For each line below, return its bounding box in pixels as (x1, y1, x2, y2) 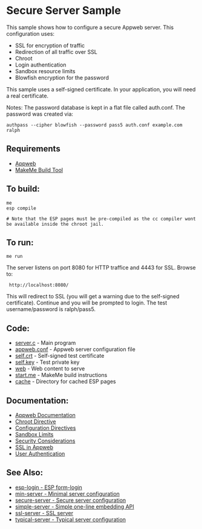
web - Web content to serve (15, 365, 85, 372)
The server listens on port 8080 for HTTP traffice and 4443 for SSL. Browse (6, 264, 196, 271)
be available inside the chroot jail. (6, 221, 104, 227)
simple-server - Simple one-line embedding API (15, 503, 134, 510)
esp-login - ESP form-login (15, 484, 83, 491)
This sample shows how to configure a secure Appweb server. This (6, 24, 174, 31)
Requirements (6, 143, 60, 154)
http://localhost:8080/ (8, 282, 69, 288)
